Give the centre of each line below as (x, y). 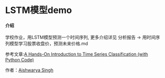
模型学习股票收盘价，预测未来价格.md (49, 43)
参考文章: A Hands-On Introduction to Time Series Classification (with (77, 54)
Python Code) (20, 60)
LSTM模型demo (38, 10)
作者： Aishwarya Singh (29, 70)
